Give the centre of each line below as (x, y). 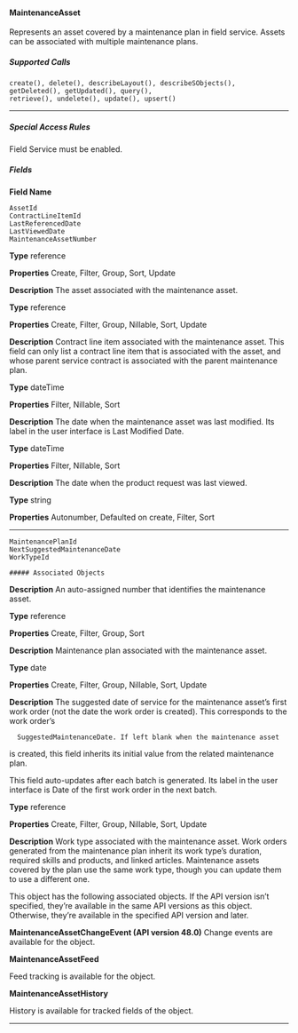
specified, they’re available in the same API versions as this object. (131, 906)
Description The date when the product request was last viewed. (128, 483)
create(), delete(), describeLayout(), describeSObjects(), (123, 83)
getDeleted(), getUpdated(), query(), (81, 91)
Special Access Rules (50, 127)
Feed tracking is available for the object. (82, 976)
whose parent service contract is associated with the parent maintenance (143, 361)
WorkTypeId (29, 558)
